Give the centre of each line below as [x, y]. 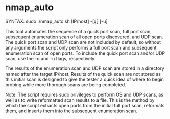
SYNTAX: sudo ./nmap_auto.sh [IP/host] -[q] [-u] [57, 21]
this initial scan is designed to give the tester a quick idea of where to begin [85, 79]
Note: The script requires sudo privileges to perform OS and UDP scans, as [84, 94]
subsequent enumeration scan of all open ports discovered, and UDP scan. [84, 37]
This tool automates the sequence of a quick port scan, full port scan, [79, 31]
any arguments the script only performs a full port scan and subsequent [81, 47]
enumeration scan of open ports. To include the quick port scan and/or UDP [85, 53]
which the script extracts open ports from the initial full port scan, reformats [85, 105]
